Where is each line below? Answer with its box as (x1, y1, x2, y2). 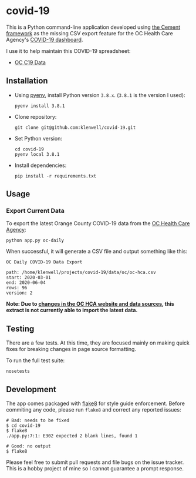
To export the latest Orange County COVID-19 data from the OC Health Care (6, 220, 190, 227)
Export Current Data (6, 207, 65, 215)
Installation (6, 76, 48, 86)
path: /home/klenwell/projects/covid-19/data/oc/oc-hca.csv (6, 269, 157, 276)
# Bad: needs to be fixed (6, 417, 69, 424)
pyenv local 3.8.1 (14, 151, 60, 157)
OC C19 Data (14, 59, 46, 66)
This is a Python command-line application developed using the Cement (6, 24, 181, 31)
